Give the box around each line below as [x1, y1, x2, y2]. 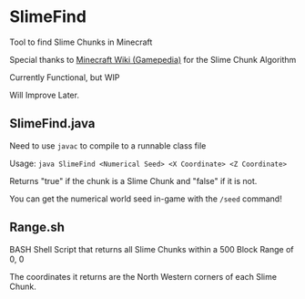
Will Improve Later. [9, 89, 80, 100]
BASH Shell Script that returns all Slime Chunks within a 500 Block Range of [9, 243, 294, 254]
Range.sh [9, 220, 66, 235]
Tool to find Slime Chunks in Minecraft [9, 36, 153, 47]
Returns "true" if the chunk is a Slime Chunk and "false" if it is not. [9, 175, 258, 186]
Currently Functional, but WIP [9, 71, 120, 83]
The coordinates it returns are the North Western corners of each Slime [9, 271, 278, 282]
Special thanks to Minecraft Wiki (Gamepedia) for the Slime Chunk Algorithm [9, 54, 297, 65]
